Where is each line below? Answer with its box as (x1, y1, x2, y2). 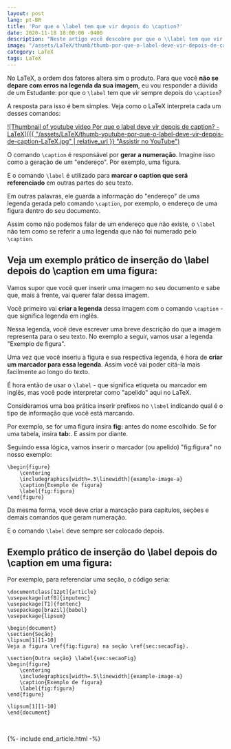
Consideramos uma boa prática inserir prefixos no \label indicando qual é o (7, 401, 223, 410)
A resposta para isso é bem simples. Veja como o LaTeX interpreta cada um (7, 101, 221, 110)
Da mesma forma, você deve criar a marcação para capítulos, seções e (7, 506, 210, 514)
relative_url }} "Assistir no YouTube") (76, 137, 180, 145)
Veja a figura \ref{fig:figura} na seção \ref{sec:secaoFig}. (7, 643, 189, 650)
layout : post (7, 10, 45, 17)
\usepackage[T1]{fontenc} (7, 601, 81, 608)
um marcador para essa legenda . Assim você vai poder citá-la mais (7, 360, 201, 369)
